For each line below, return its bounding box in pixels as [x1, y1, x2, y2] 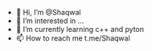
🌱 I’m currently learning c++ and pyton [15, 25, 145, 33]
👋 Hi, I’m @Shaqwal [15, 8, 81, 17]
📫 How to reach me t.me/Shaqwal [15, 33, 130, 43]
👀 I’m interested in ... [15, 16, 84, 25]
